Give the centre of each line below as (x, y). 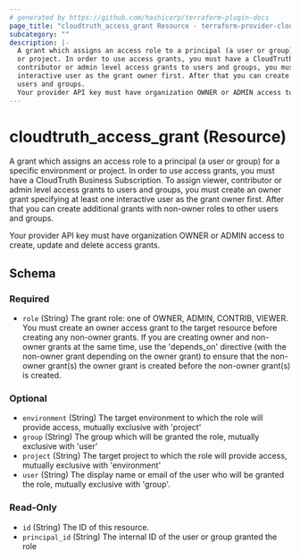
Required (29, 299)
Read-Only (33, 508)
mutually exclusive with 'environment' (92, 465)
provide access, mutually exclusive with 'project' (112, 428)
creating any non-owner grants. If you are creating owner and (136, 337)
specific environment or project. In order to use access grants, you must (142, 171)
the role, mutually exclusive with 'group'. (96, 485)
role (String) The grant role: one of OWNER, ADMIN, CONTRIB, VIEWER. (155, 318)
